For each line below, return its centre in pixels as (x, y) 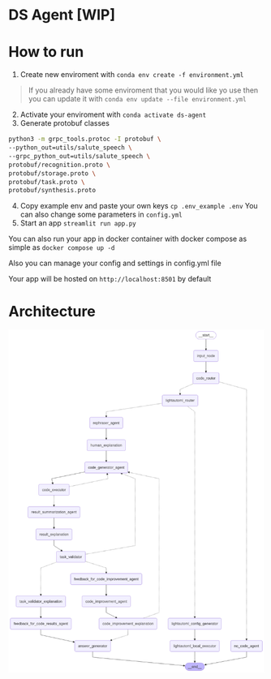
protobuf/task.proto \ (47, 182)
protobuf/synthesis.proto (52, 191)
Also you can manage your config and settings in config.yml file (115, 263)
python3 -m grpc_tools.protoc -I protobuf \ (85, 140)
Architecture (52, 312)
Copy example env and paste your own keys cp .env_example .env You (139, 206)
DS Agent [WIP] (62, 15)
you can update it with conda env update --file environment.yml (137, 99)
